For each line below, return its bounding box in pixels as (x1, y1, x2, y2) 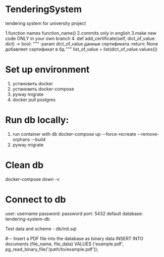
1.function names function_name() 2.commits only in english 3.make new (5, 30, 157, 36)
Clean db (5, 160, 44, 171)
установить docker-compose (12, 86, 74, 92)
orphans (12, 136, 30, 142)
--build (31, 136, 46, 142)
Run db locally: (5, 115, 69, 126)
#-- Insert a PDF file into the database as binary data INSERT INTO (5, 235, 144, 241)
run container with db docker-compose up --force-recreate (12, 131, 136, 137)
